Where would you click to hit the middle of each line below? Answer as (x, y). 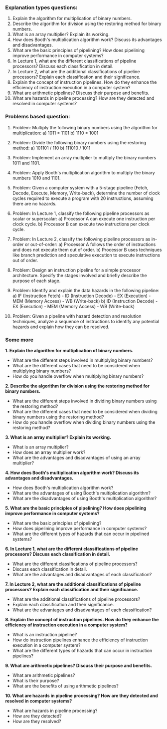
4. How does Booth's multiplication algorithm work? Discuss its (72, 472)
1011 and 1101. (26, 163)
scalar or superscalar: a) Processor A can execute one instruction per (84, 218)
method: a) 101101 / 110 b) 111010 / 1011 (51, 148)
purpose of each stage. (36, 281)
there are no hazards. (34, 203)
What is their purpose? (36, 680)
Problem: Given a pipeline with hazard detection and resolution (77, 316)
